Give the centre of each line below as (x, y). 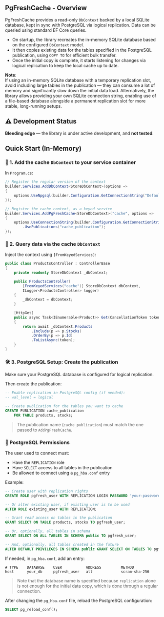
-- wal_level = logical (29, 398)
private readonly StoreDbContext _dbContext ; (61, 273)
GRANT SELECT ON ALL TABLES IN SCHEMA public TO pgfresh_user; (71, 536)
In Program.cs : (19, 173)
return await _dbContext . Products (58, 326)
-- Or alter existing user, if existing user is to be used (68, 504)
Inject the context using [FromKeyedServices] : (51, 255)
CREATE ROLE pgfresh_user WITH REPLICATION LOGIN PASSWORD (66, 496)
